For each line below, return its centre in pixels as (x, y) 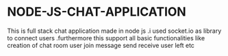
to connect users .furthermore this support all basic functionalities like (106, 38)
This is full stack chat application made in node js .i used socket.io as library (114, 31)
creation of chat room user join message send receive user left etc (101, 45)
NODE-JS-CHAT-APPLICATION (97, 12)
